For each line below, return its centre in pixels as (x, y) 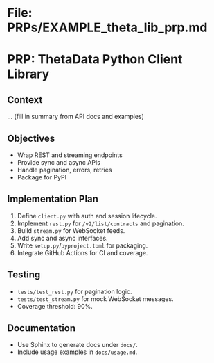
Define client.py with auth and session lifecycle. (87, 216)
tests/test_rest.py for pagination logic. (75, 291)
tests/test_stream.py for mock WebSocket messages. (96, 299)
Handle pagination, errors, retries (64, 170)
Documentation (42, 328)
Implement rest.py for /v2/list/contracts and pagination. (101, 223)
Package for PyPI (42, 177)
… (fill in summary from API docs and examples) (75, 117)
